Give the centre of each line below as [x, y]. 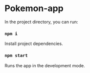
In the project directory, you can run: [41, 22]
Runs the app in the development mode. [45, 65]
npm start [16, 56]
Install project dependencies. [34, 44]
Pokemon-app [34, 8]
